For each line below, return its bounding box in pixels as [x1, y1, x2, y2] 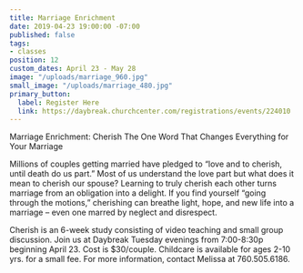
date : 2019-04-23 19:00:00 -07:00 [9, 22, 141, 31]
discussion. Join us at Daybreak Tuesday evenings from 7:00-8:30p [9, 234, 264, 246]
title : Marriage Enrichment [9, 13, 116, 23]
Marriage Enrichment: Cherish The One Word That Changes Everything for [9, 131, 289, 142]
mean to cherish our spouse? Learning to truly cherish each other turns [9, 178, 278, 189]
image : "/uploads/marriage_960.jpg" [9, 73, 148, 82]
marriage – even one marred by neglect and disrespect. [9, 207, 217, 218]
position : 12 [9, 56, 59, 65]
